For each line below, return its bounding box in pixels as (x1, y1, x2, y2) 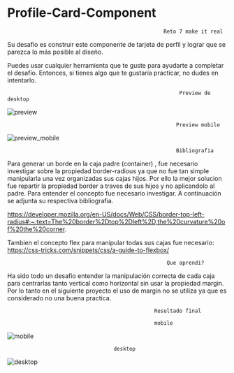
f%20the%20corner (7, 225, 65, 233)
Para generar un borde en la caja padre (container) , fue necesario (7, 159, 198, 168)
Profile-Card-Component (7, 5, 156, 21)
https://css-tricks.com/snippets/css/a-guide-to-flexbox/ (7, 246, 170, 254)
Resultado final (154, 307, 201, 314)
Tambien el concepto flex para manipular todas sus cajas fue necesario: (7, 238, 214, 247)
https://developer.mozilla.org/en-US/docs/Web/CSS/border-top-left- (7, 210, 205, 218)
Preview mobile (175, 121, 220, 129)
